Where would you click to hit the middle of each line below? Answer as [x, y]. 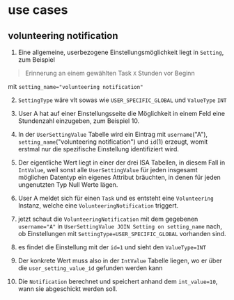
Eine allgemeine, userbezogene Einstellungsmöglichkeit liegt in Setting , [121, 52]
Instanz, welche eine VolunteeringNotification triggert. [98, 206]
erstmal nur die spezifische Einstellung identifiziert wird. [99, 149]
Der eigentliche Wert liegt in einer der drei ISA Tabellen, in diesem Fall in [122, 162]
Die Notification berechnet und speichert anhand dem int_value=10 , [118, 281]
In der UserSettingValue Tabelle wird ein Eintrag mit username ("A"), [113, 134]
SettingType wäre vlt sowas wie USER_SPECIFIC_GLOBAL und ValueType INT [122, 100]
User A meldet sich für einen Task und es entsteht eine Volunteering [116, 198]
